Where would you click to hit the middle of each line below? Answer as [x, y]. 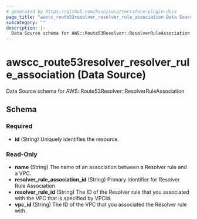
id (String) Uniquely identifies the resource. [67, 139]
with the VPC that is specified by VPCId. [63, 198]
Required [19, 126]
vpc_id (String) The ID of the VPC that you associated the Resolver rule [101, 205]
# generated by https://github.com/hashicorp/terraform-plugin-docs [91, 11]
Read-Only [22, 154]
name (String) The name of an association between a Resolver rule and [101, 167]
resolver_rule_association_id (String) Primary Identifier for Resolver [97, 180]
